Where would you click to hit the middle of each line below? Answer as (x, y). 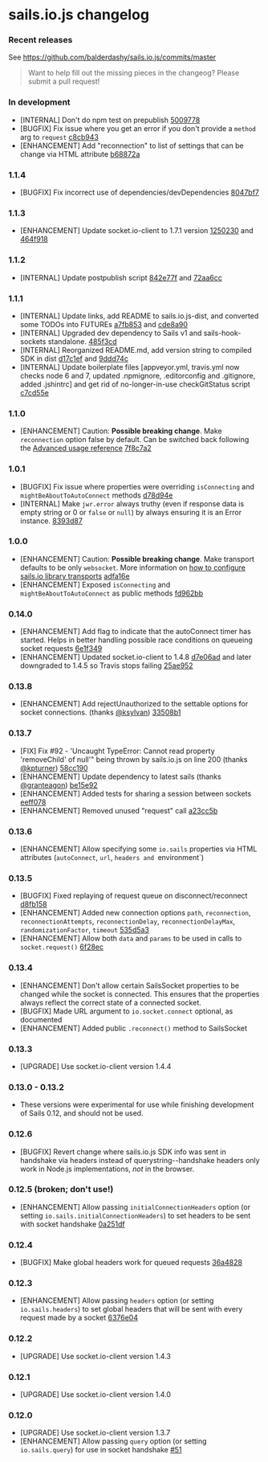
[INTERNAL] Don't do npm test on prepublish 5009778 (110, 120)
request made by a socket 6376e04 (79, 1318)
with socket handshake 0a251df (73, 1224)
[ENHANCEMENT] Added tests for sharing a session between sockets (136, 793)
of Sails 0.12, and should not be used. (81, 1113)
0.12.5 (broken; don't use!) (61, 1190)
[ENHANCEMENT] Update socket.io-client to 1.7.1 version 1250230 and (137, 231)
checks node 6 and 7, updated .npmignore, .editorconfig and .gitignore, (138, 375)
